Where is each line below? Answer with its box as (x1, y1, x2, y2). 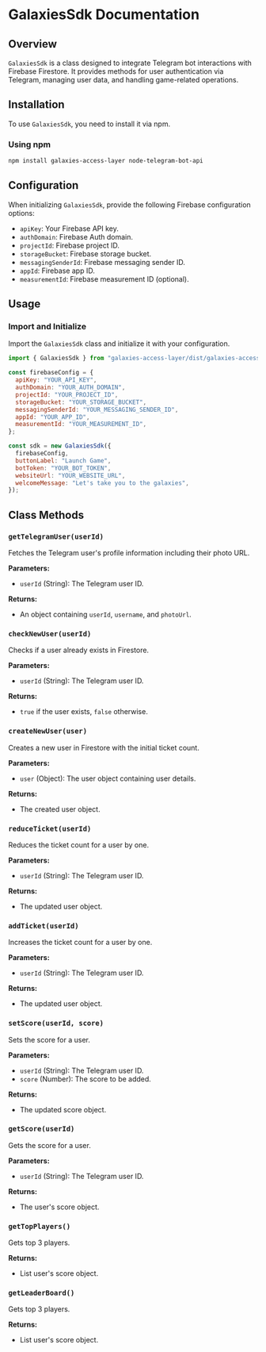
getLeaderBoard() (8, 1289, 75, 1298)
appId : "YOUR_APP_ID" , (15, 413, 90, 421)
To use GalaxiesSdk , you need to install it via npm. (8, 119, 171, 129)
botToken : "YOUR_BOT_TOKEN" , (15, 464, 112, 472)
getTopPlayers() (8, 1222, 71, 1231)
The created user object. (19, 804, 101, 814)
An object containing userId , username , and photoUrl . (19, 609, 192, 620)
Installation (8, 98, 65, 112)
